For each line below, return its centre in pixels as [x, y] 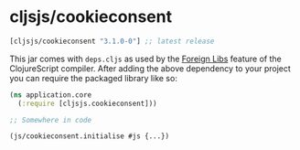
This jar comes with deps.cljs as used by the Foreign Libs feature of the [145, 59]
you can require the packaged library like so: [94, 78]
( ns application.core [51, 95]
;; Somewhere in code [51, 120]
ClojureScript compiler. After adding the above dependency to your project [150, 68]
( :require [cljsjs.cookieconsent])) [87, 103]
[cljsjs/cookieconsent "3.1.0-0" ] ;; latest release [112, 41]
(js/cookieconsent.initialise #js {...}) [90, 136]
